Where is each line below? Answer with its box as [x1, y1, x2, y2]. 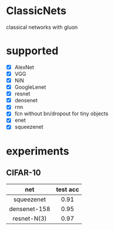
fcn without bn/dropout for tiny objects [14, 110, 109, 117]
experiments [6, 144, 69, 158]
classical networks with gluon [6, 24, 78, 31]
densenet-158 [9, 205, 51, 213]
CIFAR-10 [6, 168, 41, 178]
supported [6, 44, 59, 58]
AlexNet [14, 64, 34, 71]
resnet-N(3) [12, 214, 47, 222]
